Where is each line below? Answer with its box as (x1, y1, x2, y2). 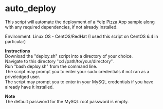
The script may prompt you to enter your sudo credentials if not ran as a (5, 68, 149, 74)
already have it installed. (5, 84, 54, 90)
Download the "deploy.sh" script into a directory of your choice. (5, 53, 133, 59)
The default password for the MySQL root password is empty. (5, 98, 129, 104)
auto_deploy (5, 3, 56, 14)
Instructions (5, 48, 31, 54)
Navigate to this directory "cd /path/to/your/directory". (5, 58, 114, 64)
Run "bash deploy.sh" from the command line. (5, 63, 98, 69)
